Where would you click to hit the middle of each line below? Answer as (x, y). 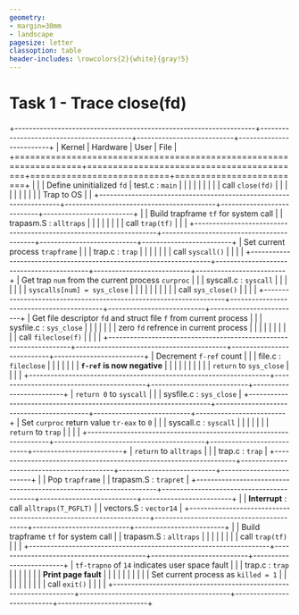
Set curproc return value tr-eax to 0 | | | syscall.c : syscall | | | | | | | (145, 422)
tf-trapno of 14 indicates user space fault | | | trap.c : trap (183, 565)
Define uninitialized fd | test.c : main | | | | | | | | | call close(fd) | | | (167, 185)
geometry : (28, 17)
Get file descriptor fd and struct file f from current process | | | (148, 317)
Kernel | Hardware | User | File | (119, 147)
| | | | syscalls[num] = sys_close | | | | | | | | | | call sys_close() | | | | (133, 289)
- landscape (31, 34)
